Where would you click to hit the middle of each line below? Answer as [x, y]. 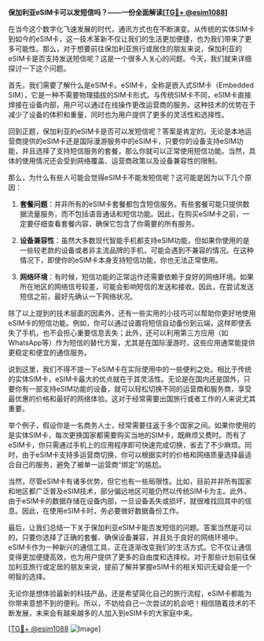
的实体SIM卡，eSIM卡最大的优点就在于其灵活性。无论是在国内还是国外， [126, 379]
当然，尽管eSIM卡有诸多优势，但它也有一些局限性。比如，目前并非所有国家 [130, 481]
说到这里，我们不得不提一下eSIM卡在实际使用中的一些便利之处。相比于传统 [130, 369]
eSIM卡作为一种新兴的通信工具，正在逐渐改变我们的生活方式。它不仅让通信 [130, 547]
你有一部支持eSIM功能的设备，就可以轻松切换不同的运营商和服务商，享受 [133, 389]
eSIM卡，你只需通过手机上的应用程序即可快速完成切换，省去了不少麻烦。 [126, 445]
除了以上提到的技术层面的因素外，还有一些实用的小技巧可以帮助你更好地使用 [132, 313]
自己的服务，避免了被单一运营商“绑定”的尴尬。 [90, 464]
